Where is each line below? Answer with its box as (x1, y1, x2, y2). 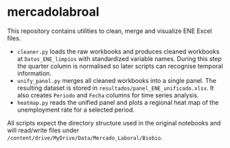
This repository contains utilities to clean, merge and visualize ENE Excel (7, 27, 212, 35)
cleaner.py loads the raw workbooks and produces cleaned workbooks (16, 47, 220, 56)
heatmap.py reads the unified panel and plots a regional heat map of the (16, 98, 219, 106)
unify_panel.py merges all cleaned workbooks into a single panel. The (16, 76, 216, 84)
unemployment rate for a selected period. (16, 106, 135, 114)
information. (16, 69, 51, 77)
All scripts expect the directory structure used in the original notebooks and (7, 119, 221, 127)
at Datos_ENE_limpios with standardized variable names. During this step (16, 54, 222, 62)
